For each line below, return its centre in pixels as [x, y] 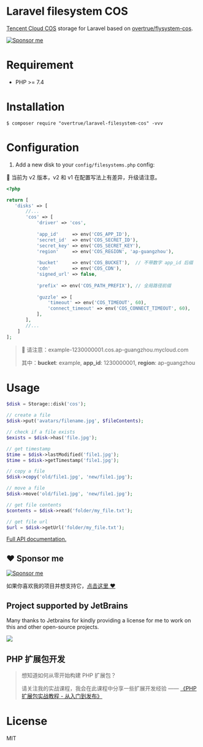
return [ [17, 200]
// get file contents [34, 505]
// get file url [27, 522]
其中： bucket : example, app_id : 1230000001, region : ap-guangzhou [108, 362]
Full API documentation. [36, 539]
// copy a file [26, 471]
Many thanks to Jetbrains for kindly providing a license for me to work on [99, 620]
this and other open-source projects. [53, 627]
